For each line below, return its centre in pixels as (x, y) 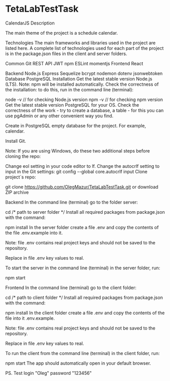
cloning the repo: (23, 156)
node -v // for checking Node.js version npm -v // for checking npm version (84, 99)
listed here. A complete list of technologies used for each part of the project (84, 48)
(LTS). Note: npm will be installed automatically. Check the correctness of (82, 84)
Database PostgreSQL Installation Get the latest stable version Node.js (79, 79)
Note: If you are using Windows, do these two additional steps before (78, 150)
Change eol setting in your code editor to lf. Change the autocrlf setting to (82, 166)
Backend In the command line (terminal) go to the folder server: (72, 202)
